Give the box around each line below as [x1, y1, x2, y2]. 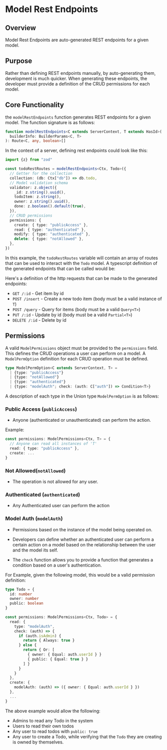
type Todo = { [5, 587, 35, 592]
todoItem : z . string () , [14, 195, 61, 200]
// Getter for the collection [9, 171, 72, 176]
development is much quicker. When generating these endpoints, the [5, 75, 147, 81]
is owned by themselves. [12, 739, 64, 745]
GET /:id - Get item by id [12, 290, 64, 296]
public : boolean [9, 601, 43, 606]
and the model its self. [12, 547, 58, 553]
